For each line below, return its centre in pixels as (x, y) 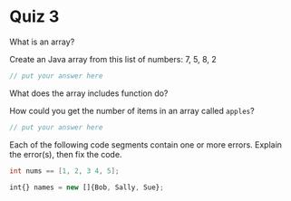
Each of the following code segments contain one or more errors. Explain (146, 144)
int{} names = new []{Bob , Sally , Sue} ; (87, 187)
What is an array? (42, 42)
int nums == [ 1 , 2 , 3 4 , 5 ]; (64, 171)
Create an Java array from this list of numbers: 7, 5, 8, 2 (113, 59)
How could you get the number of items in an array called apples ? (132, 110)
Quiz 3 (34, 17)
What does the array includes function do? (89, 93)
